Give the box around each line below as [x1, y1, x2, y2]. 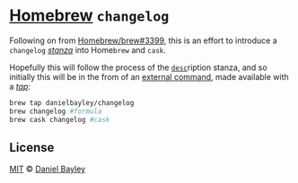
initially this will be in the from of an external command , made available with [9, 71, 289, 82]
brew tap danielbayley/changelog [9, 98, 135, 108]
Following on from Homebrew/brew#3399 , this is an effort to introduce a [9, 35, 278, 46]
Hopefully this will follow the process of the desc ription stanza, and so [9, 62, 267, 73]
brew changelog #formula [9, 107, 102, 116]
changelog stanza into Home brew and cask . [9, 44, 166, 55]
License [9, 140, 55, 155]
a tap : [9, 81, 31, 91]
